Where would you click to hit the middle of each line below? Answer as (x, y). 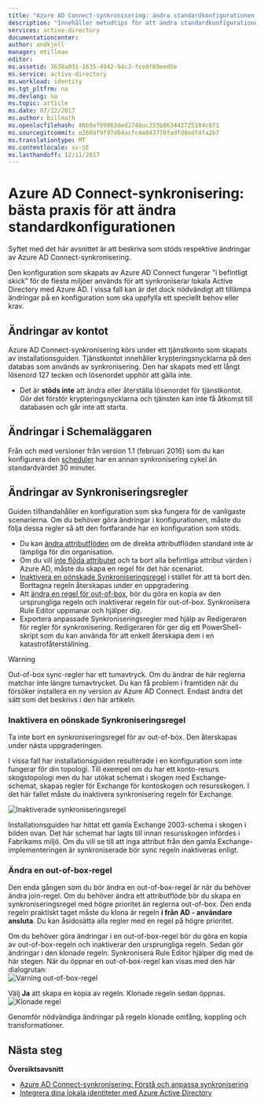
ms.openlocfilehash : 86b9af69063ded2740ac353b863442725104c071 (114, 125)
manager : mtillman (38, 52)
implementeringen (38, 850)
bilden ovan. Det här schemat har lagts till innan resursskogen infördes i (124, 833)
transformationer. (36, 1025)
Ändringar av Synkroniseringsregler (98, 492)
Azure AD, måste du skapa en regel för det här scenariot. (112, 568)
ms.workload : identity (45, 81)
